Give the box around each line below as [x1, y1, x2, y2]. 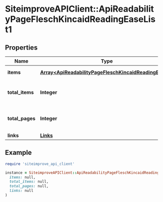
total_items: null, [9, 179, 49, 184]
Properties [5, 43, 38, 51]
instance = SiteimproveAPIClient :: [5, 170, 77, 175]
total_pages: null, [9, 184, 49, 189]
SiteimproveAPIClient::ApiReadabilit [5, 3, 154, 15]
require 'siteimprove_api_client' [5, 161, 75, 166]
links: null [9, 188, 34, 193]
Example [5, 149, 32, 157]
